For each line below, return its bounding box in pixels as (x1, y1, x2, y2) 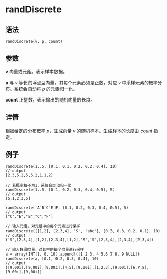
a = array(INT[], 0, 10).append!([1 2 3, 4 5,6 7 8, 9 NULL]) (5, 251, 140, 257)
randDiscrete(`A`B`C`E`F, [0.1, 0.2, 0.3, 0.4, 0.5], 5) (5, 205, 129, 210)
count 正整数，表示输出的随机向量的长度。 (5, 96, 95, 103)
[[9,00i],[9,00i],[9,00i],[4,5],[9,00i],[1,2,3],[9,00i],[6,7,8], (5, 265, 149, 270)
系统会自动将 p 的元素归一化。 (14, 86, 78, 92)
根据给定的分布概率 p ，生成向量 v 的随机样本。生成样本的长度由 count (5, 128, 153, 134)
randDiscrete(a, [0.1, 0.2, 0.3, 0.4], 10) (5, 256, 99, 261)
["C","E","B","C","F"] (5, 214, 53, 219)
